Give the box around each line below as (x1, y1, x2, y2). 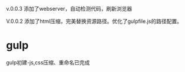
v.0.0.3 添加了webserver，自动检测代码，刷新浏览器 (6, 5, 133, 12)
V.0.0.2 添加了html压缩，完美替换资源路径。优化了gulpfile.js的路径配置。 (6, 18, 183, 25)
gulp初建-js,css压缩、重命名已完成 (6, 58, 90, 66)
